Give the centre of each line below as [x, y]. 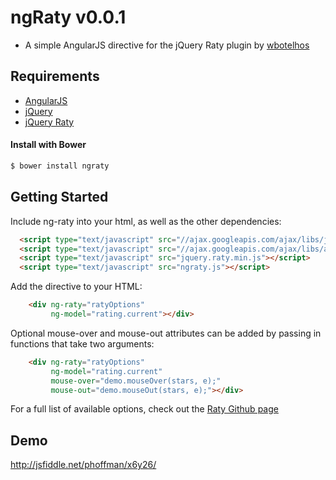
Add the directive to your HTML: [76, 287]
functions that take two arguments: [82, 343]
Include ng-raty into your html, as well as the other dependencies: [146, 221]
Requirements [55, 76]
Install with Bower [48, 145]
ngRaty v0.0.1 [68, 17]
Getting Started [59, 197]
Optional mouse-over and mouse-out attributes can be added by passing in [166, 333]
